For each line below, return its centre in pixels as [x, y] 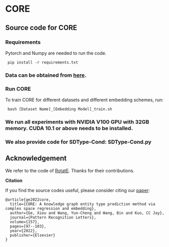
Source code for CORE [41, 28]
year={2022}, [24, 231]
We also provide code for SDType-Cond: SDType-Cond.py [78, 142]
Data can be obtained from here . [46, 75]
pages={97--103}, [28, 226]
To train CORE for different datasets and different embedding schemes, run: [84, 100]
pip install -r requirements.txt [43, 62]
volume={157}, [25, 222]
